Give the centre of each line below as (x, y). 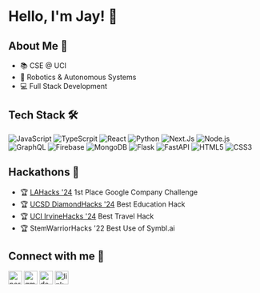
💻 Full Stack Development (64, 86)
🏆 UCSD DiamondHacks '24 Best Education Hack (102, 204)
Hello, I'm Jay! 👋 (63, 16)
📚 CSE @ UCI (43, 66)
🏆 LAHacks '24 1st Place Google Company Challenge (109, 192)
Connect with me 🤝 (56, 257)
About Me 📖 (38, 46)
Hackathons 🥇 (44, 173)
